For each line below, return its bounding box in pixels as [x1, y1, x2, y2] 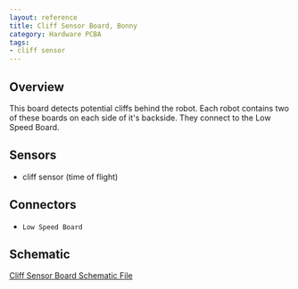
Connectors [9, 197, 78, 212]
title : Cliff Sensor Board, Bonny [9, 21, 138, 30]
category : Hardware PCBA [9, 29, 102, 38]
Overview [9, 79, 65, 95]
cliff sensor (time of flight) [21, 171, 119, 182]
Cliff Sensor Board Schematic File [9, 270, 133, 281]
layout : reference [9, 12, 78, 22]
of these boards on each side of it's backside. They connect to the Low [9, 112, 271, 123]
